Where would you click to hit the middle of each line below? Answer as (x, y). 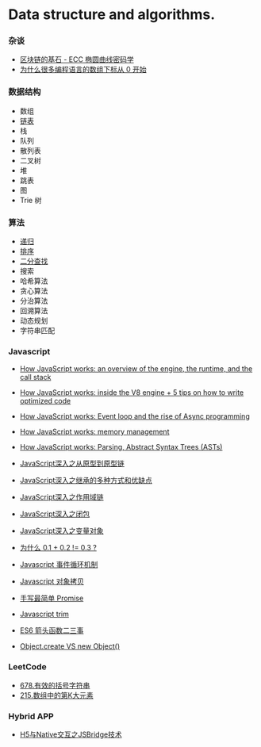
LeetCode (27, 667)
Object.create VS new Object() (70, 646)
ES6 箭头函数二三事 (52, 630)
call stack (35, 377)
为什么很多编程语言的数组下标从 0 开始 (83, 70)
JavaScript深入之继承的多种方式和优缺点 (86, 481)
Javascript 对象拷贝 (52, 581)
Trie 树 (31, 200)
